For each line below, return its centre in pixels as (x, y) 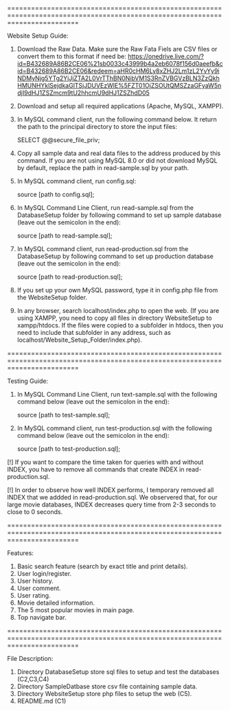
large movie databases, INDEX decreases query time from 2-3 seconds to (112, 504)
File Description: (30, 658)
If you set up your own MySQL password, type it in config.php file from (117, 290)
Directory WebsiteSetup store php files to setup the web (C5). (104, 693)
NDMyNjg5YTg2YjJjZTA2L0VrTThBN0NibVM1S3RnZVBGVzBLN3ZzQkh (118, 78)
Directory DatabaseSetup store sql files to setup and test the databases (118, 672)
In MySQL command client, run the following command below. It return (117, 119)
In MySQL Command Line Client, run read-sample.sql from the (105, 208)
